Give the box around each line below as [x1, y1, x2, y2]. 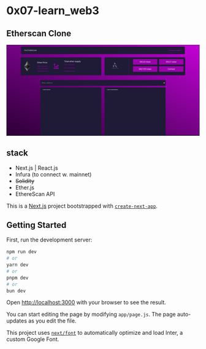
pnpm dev [6, 275, 29, 281]
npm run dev [6, 249, 37, 255]
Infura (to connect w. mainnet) [15, 170, 92, 178]
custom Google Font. [6, 335, 59, 343]
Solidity [15, 177, 35, 184]
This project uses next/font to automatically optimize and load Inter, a [6, 329, 183, 337]
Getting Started [6, 219, 67, 230]
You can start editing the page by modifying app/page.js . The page [6, 311, 176, 318]
